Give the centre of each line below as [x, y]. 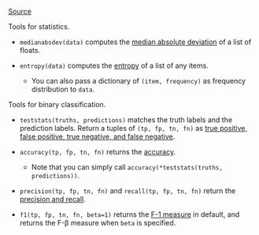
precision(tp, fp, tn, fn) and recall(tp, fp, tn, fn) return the [128, 191]
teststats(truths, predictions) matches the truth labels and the [126, 120]
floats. [30, 50]
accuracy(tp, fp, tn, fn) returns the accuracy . [97, 152]
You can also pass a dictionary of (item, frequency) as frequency [139, 81]
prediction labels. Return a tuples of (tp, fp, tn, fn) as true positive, [133, 128]
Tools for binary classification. [57, 104]
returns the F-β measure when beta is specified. [98, 223]
